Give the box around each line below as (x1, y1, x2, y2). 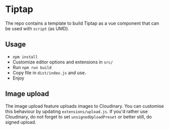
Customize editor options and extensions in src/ (12, 59, 114, 65)
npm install (12, 54, 38, 59)
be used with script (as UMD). (5, 25, 70, 31)
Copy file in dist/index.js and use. (12, 70, 86, 76)
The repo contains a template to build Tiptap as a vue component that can (5, 20, 159, 26)
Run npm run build (12, 64, 52, 70)
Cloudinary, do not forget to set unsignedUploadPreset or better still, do (5, 113, 152, 119)
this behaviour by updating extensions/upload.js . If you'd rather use (5, 108, 148, 114)
